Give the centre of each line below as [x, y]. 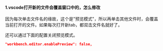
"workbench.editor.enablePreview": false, [49, 44]
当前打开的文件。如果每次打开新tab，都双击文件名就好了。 [64, 25]
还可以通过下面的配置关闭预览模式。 [41, 35]
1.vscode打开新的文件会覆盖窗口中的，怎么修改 [53, 7]
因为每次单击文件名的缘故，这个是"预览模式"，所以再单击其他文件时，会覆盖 [82, 19]
